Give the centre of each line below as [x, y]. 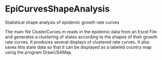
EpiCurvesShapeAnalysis [57, 9]
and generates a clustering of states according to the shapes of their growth [81, 37]
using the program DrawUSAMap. [39, 52]
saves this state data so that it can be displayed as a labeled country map [78, 47]
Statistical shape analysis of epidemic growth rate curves [62, 22]
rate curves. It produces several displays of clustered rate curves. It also [77, 42]
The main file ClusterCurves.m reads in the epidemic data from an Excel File [81, 31]
